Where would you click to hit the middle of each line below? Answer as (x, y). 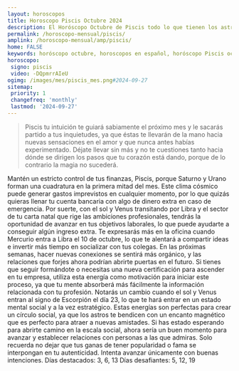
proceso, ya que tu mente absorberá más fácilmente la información (106, 284)
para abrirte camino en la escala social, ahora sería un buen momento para (117, 330)
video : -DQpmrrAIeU (39, 73)
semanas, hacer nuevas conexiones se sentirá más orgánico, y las (104, 254)
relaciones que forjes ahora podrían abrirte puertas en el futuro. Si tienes (114, 261)
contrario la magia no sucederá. (71, 164)
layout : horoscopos (36, 14)
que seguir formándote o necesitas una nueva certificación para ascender (116, 269)
